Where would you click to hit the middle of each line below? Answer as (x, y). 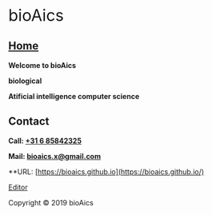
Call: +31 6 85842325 (45, 141)
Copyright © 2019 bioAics (51, 202)
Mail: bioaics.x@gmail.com (55, 156)
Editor (18, 187)
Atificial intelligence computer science (74, 96)
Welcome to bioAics (42, 65)
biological (25, 81)
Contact (29, 121)
